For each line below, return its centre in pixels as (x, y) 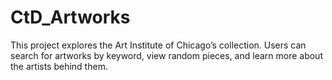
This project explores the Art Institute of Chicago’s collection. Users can (158, 45)
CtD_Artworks (70, 17)
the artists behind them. (59, 66)
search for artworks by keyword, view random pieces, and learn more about (166, 55)
